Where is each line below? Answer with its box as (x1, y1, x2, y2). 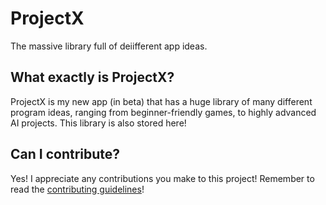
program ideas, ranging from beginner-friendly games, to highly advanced (10, 106, 317, 118)
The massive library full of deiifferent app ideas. (10, 40, 208, 52)
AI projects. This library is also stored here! (10, 117, 187, 129)
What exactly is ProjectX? (10, 69, 175, 86)
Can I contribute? (10, 146, 121, 163)
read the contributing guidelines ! (10, 183, 145, 195)
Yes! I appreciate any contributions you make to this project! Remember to (10, 172, 315, 184)
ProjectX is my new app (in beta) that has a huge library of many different (10, 95, 313, 107)
